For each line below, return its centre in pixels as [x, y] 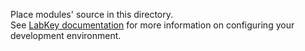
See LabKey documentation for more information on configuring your [152, 25]
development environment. [66, 35]
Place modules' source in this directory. [92, 14]
